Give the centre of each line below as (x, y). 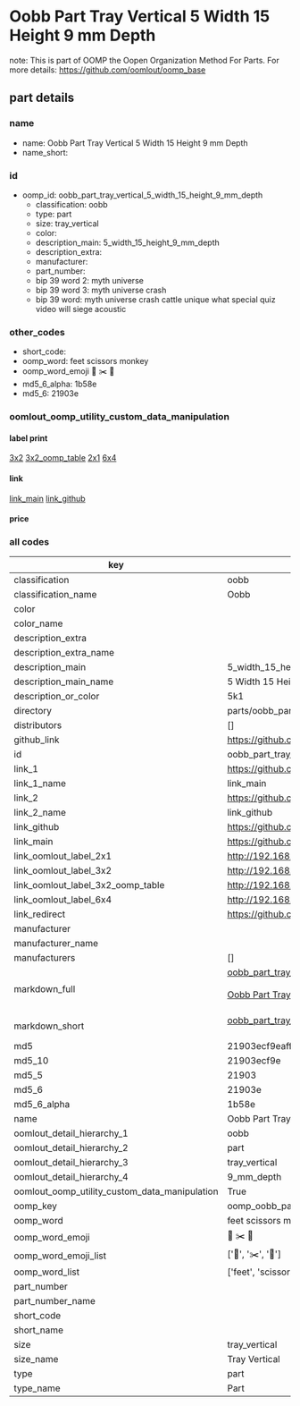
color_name (38, 623)
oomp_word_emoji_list (60, 1256)
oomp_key (36, 1207)
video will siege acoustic (81, 309)
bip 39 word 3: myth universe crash (101, 290)
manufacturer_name (56, 944)
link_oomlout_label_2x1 (63, 856)
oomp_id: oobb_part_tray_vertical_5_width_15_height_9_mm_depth (142, 195)
